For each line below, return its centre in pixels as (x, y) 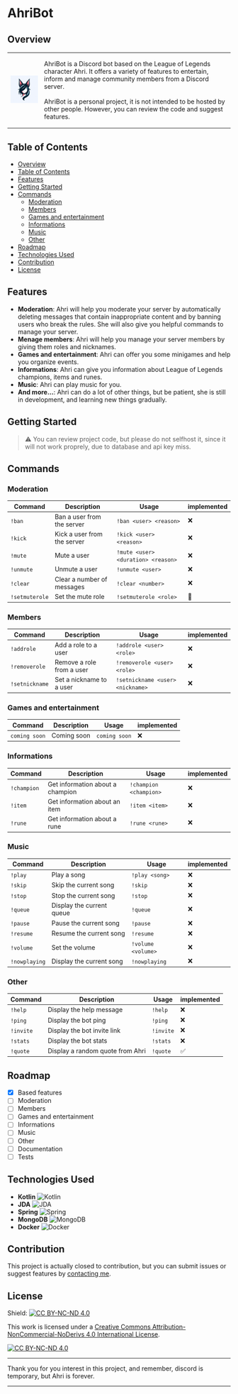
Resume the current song (88, 933)
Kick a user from (78, 534)
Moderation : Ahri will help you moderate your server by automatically (119, 309)
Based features (40, 1093)
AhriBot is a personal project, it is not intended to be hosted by (134, 101)
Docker (29, 1226)
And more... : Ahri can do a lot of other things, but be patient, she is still (121, 392)
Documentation (40, 1148)
